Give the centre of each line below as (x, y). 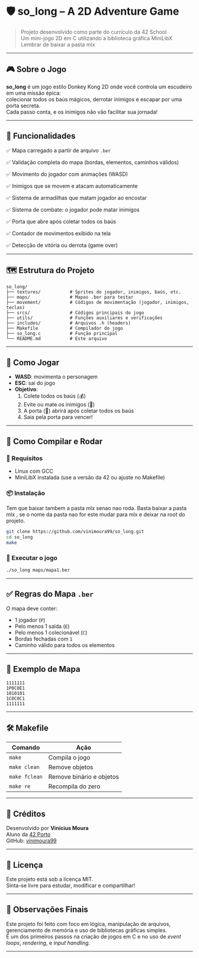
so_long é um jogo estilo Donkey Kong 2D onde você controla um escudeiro (99, 86)
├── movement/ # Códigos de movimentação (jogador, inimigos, (98, 303)
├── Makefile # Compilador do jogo (65, 329)
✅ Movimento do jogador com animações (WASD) (67, 174)
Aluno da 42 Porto (28, 834)
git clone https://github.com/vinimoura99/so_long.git (75, 532)
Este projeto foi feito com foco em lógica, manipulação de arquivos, (88, 924)
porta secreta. (23, 105)
